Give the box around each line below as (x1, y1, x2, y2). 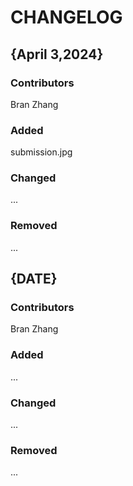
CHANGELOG (10, 6, 123, 29)
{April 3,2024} (10, 46, 104, 63)
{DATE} (10, 271, 58, 288)
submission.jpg (10, 146, 73, 158)
